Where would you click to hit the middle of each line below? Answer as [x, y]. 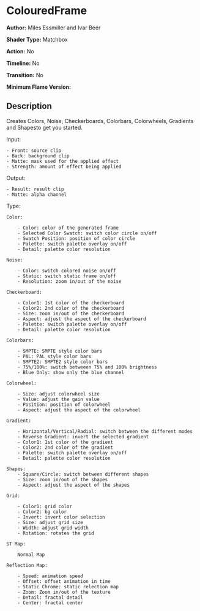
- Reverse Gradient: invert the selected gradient [83, 437]
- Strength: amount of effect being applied [64, 167]
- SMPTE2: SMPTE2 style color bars [63, 362]
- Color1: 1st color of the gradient [65, 442]
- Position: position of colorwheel [64, 405]
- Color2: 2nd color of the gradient [65, 448]
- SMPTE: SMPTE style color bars [60, 351]
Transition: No [25, 75]
